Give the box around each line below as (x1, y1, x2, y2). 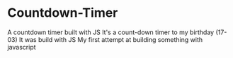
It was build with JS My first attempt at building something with (18, 35, 203, 43)
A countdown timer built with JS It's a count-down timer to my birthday (7, 28, 215, 36)
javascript (7, 43, 37, 51)
